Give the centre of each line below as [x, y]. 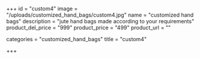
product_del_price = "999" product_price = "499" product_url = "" [89, 27]
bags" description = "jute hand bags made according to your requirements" [100, 21]
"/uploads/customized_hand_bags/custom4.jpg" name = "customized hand [100, 15]
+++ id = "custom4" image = [42, 9]
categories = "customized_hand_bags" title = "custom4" [76, 39]
